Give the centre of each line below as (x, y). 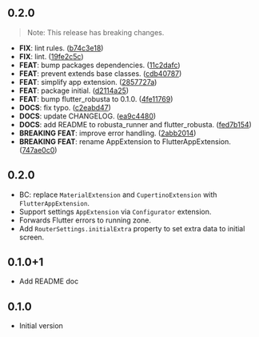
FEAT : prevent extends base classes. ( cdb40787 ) (100, 73)
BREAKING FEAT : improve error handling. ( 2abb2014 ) (108, 133)
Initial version (41, 326)
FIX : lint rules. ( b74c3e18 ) (61, 48)
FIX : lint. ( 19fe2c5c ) (52, 56)
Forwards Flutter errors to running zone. (85, 220)
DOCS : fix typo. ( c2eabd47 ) (65, 107)
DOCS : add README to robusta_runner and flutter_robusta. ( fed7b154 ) (135, 124)
